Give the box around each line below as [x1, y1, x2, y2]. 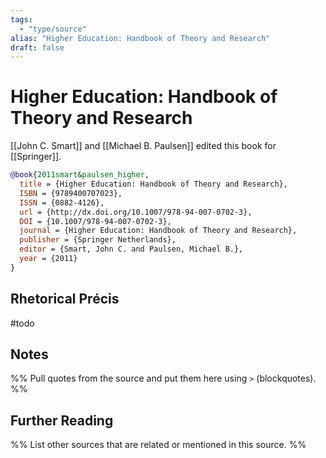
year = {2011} [19, 254, 78, 264]
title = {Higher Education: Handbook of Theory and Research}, [19, 179, 288, 190]
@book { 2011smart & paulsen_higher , [10, 170, 150, 180]
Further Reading [10, 412, 114, 429]
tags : [10, 14, 33, 25]
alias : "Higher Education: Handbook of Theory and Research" [10, 33, 271, 43]
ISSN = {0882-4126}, [19, 197, 105, 208]
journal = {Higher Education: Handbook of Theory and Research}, [19, 226, 298, 236]
